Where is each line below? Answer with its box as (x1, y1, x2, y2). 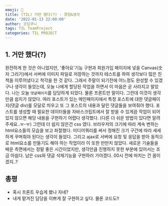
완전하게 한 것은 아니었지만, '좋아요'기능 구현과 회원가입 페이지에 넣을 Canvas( (5, 65, 159, 71)
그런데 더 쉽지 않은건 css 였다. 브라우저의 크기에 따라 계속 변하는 (32, 121, 159, 127)
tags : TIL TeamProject (5, 26, 53, 31)
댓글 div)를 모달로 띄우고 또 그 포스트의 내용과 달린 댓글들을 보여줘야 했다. (11, 102, 155, 108)
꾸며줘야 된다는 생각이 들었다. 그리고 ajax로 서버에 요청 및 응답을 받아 (14, 133, 150, 139)
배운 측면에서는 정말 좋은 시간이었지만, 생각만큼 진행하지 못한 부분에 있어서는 (5, 146, 155, 152)
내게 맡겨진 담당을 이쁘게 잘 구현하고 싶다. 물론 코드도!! (12, 195, 119, 201)
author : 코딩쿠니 (5, 21, 38, 27)
